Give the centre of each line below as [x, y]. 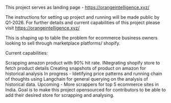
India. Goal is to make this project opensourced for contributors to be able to [86, 90]
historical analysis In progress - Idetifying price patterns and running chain [84, 74]
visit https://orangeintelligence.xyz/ [43, 28]
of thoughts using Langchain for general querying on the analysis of [77, 79]
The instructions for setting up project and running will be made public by [82, 17]
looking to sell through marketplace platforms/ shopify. [63, 43]
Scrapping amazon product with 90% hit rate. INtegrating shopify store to [83, 63]
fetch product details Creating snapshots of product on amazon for [76, 68]
